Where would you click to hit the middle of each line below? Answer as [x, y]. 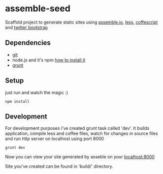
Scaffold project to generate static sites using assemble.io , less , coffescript [81, 22]
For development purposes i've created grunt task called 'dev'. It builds [77, 128]
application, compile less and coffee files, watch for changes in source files [82, 134]
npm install [17, 101]
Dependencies [28, 43]
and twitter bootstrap [27, 27]
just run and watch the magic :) [37, 92]
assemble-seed [38, 9]
